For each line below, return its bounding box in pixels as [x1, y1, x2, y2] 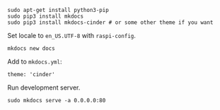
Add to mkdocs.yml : [7, 57, 62, 66]
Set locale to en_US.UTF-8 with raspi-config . [7, 32, 137, 39]
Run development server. [7, 83, 81, 92]
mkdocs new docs [7, 45, 55, 52]
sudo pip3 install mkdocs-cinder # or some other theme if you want [7, 19, 214, 26]
